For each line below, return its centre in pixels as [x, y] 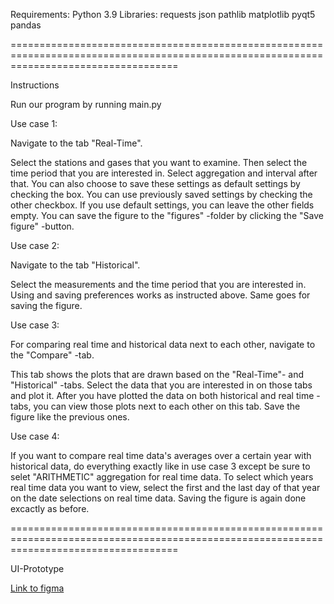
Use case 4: [35, 436]
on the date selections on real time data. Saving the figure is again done [158, 498]
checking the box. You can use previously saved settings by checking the [161, 194]
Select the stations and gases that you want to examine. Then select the [159, 162]
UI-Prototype [37, 568]
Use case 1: [34, 123]
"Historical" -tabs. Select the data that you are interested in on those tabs [161, 385]
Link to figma [37, 588]
